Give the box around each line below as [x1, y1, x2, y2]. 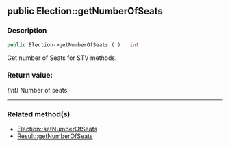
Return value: [7, 71, 53, 80]
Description [7, 26, 47, 35]
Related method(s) [7, 109, 71, 118]
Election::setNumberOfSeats [16, 125, 98, 133]
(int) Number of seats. [7, 86, 70, 94]
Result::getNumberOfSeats [16, 132, 93, 140]
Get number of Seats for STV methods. [7, 54, 117, 62]
